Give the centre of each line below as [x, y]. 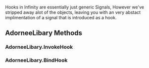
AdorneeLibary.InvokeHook [39, 47]
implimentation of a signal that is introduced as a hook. [61, 17]
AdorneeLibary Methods [44, 33]
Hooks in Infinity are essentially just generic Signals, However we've [75, 7]
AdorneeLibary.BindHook [36, 60]
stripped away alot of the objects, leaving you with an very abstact [73, 12]
